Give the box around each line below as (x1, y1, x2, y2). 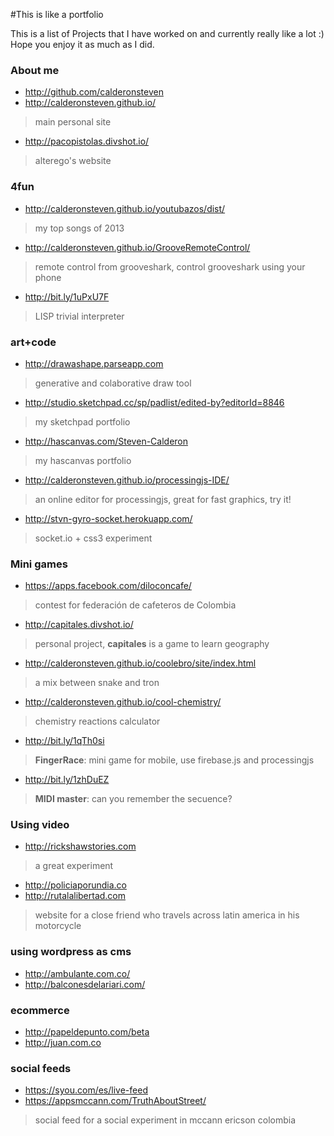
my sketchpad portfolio (34, 415, 131, 428)
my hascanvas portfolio (34, 454, 132, 466)
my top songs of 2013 (34, 222, 125, 234)
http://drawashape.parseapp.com (24, 357, 164, 369)
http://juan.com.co (24, 1037, 102, 1049)
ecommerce (10, 1003, 70, 1017)
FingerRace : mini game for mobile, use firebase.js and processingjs (34, 754, 315, 766)
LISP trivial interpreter (34, 310, 125, 322)
